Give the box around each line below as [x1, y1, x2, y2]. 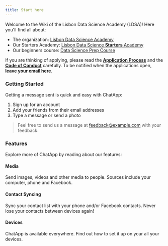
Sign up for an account [12, 102, 60, 108]
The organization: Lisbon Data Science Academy [12, 36, 114, 42]
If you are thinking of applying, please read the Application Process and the [5, 57, 163, 63]
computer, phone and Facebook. [5, 180, 73, 186]
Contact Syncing [5, 191, 41, 198]
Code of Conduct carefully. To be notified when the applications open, [5, 62, 152, 68]
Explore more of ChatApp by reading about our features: [5, 152, 122, 158]
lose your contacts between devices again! [5, 208, 95, 214]
